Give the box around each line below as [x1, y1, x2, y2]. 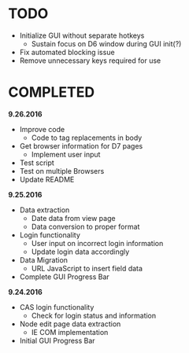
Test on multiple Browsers [19, 166, 105, 175]
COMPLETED [8, 83, 95, 101]
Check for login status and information [31, 311, 157, 320]
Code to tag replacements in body [31, 133, 143, 142]
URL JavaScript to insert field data [31, 263, 143, 273]
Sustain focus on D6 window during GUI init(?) [31, 39, 182, 48]
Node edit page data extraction [19, 319, 121, 329]
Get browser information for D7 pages [19, 141, 143, 150]
